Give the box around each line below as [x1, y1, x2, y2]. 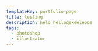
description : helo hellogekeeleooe [6, 19, 93, 25]
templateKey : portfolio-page [6, 8, 77, 15]
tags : [6, 25, 19, 31]
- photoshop [11, 30, 41, 36]
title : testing [6, 14, 43, 20]
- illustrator [11, 36, 45, 42]
